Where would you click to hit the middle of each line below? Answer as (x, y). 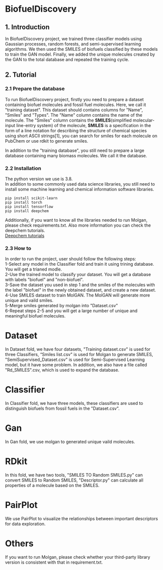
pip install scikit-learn (31, 198)
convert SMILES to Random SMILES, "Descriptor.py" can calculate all (74, 480)
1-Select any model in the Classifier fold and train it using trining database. (80, 264)
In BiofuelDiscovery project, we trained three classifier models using (73, 39)
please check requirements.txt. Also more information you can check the (78, 225)
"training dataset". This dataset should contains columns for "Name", (74, 110)
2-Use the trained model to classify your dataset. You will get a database (78, 274)
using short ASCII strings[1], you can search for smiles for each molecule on (81, 136)
